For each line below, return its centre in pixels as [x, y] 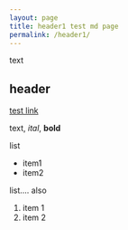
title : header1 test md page [64, 26]
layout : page [34, 18]
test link [24, 110]
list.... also [28, 190]
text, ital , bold [35, 129]
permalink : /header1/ [50, 34]
